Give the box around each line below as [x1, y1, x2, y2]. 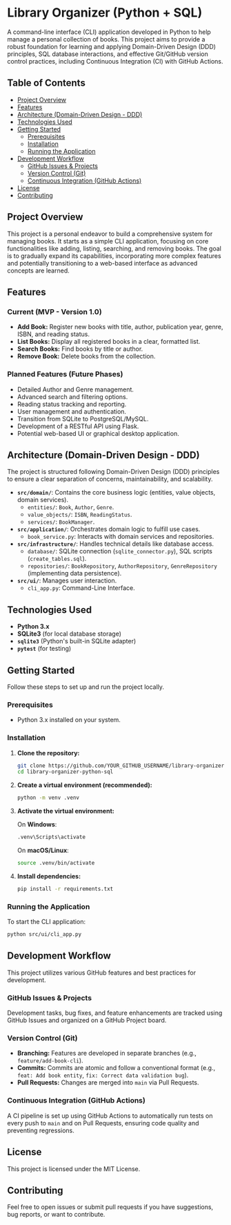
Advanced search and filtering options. [17, 392, 128, 400]
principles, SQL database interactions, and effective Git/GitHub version [7, 50, 209, 58]
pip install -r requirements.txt [17, 885, 114, 892]
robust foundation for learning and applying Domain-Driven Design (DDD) [7, 42, 216, 50]
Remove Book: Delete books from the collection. [17, 352, 156, 360]
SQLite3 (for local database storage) [17, 629, 122, 638]
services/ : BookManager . [27, 517, 95, 526]
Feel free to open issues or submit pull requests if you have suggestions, [7, 1203, 214, 1211]
